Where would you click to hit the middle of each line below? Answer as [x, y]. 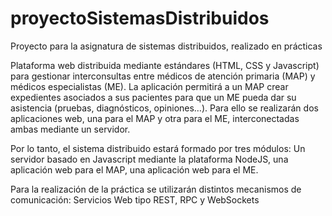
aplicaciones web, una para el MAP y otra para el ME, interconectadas [155, 118]
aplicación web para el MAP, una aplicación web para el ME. [134, 169]
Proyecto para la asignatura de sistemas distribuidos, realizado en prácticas [166, 46]
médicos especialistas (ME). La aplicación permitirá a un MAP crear [149, 86]
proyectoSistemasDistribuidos [140, 18]
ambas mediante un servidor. [70, 129]
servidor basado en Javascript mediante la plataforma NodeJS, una [149, 159]
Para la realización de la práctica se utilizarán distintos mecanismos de [156, 189]
